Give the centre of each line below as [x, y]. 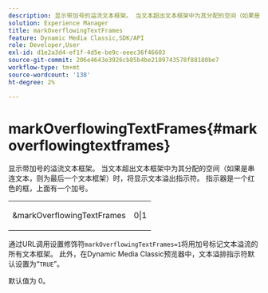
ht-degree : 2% [32, 82]
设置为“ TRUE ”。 [39, 264]
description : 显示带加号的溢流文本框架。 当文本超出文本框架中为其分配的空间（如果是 [134, 16]
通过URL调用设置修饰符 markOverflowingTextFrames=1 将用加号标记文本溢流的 [133, 244]
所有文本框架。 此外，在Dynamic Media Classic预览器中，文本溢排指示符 [128, 254]
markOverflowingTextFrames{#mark [133, 129]
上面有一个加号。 [64, 189]
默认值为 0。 [29, 281]
